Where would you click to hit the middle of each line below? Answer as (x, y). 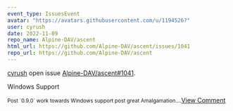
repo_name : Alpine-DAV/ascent (52, 40)
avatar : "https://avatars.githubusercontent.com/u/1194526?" (99, 20)
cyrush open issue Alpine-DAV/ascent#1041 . (71, 73)
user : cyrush (26, 27)
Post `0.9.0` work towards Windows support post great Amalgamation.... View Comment (116, 100)
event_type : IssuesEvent (44, 14)
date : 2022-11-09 (33, 33)
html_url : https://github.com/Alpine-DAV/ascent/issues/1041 (99, 46)
